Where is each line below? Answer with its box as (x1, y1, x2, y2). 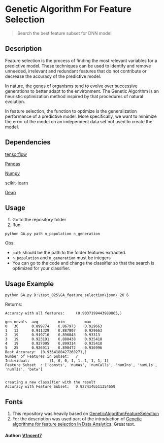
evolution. (5, 99, 26, 104)
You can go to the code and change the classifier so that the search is (12, 260, 155, 266)
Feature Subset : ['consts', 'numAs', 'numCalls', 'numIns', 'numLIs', (5, 363, 158, 368)
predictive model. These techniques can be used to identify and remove (5, 63, 151, 68)
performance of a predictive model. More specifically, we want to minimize (5, 113, 157, 119)
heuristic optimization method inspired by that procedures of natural (5, 93, 144, 99)
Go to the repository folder (12, 217, 66, 223)
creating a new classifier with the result (5, 380, 96, 385)
